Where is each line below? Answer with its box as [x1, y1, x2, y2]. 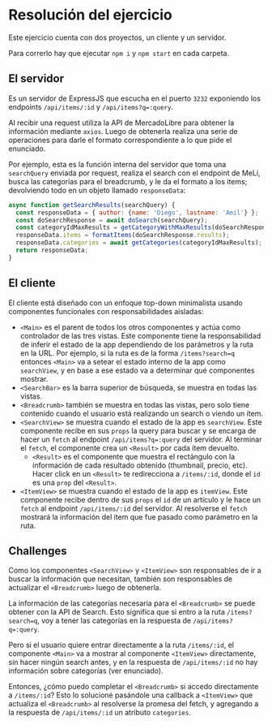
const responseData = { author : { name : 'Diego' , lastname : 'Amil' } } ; [15, 209, 259, 217]
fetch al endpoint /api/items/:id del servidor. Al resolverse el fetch [19, 503, 248, 513]
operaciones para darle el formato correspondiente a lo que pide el [8, 135, 232, 145]
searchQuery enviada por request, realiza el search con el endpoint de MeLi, [8, 168, 261, 178]
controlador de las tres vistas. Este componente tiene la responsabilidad [19, 330, 261, 340]
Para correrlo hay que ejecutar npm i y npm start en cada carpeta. [8, 48, 230, 58]
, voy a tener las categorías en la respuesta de [37, 615, 192, 626]
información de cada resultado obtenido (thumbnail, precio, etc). [32, 460, 249, 470]
